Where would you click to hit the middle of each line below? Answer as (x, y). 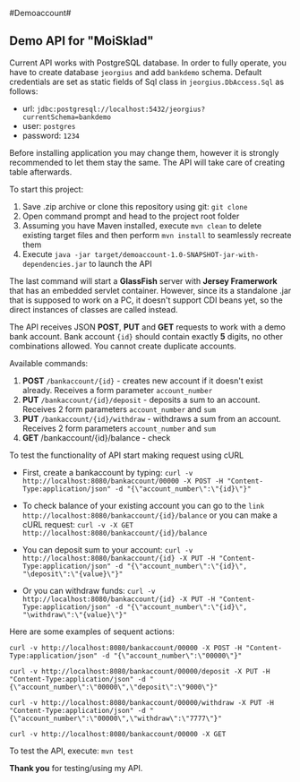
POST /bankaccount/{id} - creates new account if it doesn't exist (142, 381)
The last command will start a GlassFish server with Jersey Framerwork (143, 280)
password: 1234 (51, 135)
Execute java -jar (56, 254)
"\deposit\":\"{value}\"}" (73, 574)
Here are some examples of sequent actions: (92, 632)
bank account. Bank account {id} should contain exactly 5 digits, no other (146, 336)
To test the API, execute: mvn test (72, 751)
